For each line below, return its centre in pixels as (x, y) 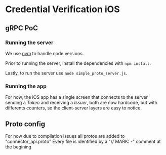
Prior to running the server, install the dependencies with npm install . (78, 63)
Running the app (26, 86)
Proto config (25, 124)
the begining (18, 147)
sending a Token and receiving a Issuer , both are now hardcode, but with (81, 103)
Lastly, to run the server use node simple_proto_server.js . (66, 73)
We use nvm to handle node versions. (45, 53)
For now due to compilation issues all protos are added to (65, 136)
